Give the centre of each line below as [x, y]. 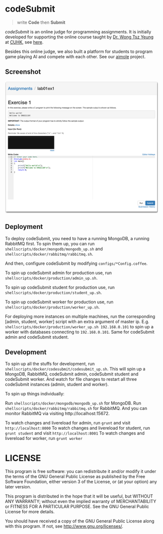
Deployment [24, 227]
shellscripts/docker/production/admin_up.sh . [51, 278]
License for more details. [30, 512]
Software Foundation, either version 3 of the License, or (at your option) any [81, 482]
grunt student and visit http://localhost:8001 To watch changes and [75, 433]
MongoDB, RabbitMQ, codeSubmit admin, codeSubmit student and [72, 374]
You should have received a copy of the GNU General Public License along [80, 521]
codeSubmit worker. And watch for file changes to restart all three [71, 379]
